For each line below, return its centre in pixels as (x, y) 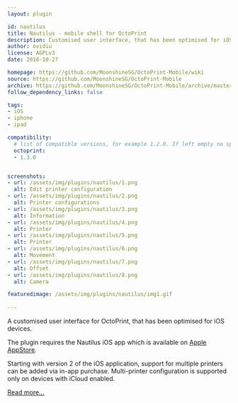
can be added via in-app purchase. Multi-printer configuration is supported (117, 371)
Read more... (26, 392)
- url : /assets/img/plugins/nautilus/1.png (73, 183)
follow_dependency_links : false (55, 92)
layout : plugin (30, 14)
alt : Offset (32, 268)
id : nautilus (27, 27)
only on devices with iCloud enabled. (61, 379)
